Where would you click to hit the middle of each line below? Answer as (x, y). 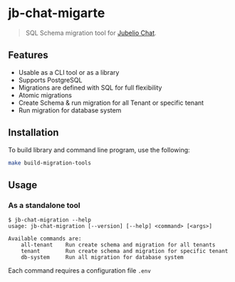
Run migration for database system (70, 110)
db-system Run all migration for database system (102, 258)
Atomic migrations (45, 95)
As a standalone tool (44, 205)
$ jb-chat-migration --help (50, 220)
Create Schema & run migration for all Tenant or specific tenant (111, 103)
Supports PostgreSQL (50, 80)
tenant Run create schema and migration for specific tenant (125, 251)
